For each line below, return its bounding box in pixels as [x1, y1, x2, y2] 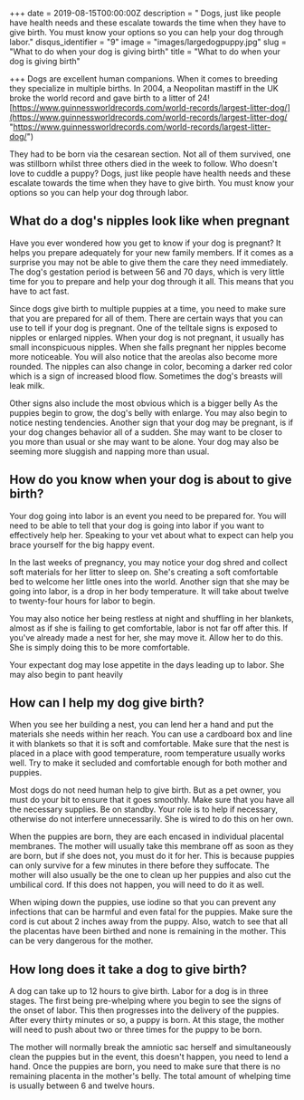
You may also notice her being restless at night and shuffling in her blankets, [9, 613, 294, 623]
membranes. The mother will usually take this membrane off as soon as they [9, 841, 294, 852]
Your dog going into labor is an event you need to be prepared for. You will [9, 510, 287, 521]
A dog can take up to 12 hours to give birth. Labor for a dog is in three [9, 986, 269, 997]
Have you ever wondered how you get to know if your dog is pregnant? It [9, 237, 281, 248]
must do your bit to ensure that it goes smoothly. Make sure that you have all [9, 795, 295, 806]
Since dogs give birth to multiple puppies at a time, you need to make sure [9, 303, 287, 314]
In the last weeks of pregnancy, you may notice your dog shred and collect [9, 556, 288, 567]
